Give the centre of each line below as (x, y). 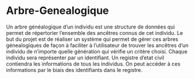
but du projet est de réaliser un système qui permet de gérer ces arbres (92, 39)
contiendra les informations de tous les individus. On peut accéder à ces (93, 64)
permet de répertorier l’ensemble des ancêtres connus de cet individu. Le (94, 33)
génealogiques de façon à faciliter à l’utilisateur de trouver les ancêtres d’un (97, 45)
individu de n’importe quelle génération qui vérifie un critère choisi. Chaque (97, 51)
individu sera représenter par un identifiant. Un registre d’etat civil (85, 58)
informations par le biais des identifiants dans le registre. (75, 70)
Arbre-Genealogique (58, 11)
